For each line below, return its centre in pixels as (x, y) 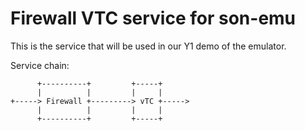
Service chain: (40, 65)
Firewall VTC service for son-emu (153, 18)
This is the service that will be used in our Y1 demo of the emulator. (148, 46)
